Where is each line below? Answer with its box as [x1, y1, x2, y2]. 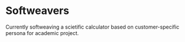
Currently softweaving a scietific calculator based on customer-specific [5, 23, 180, 30]
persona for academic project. [5, 29, 79, 36]
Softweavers [5, 4, 70, 17]
